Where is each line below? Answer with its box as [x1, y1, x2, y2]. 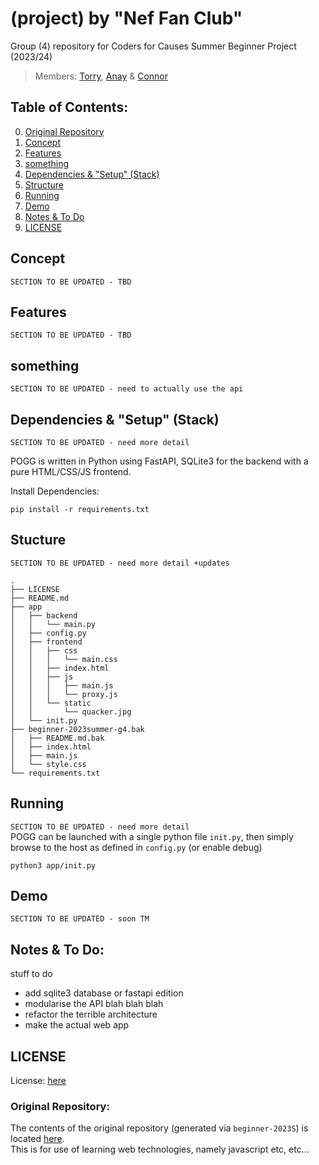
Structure [24, 178, 64, 191]
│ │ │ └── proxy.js [10, 689, 118, 699]
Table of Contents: [10, 99, 129, 116]
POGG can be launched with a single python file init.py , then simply [10, 830, 294, 842]
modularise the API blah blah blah [24, 998, 164, 1010]
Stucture [10, 532, 67, 549]
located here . [10, 1133, 65, 1145]
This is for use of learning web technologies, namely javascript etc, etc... [10, 1143, 310, 1156]
